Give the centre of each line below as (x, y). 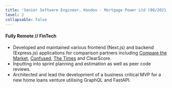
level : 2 (15, 15)
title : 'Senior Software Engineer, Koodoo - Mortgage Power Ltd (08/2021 (86, 10)
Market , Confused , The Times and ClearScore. (62, 58)
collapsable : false (26, 19)
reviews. (22, 69)
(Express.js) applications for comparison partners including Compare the (90, 53)
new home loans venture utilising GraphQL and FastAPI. (72, 80)
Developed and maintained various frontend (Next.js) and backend (83, 47)
